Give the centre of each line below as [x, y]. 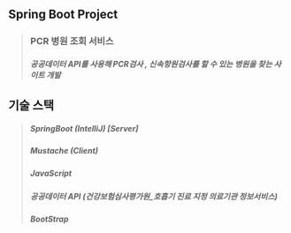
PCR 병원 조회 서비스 [72, 41]
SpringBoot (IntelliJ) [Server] [84, 128]
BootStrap [49, 219]
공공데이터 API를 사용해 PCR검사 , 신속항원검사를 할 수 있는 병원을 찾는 [151, 64]
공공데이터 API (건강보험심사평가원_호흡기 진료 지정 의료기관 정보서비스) [153, 197]
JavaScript [51, 173]
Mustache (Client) [64, 151]
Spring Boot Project [63, 15]
